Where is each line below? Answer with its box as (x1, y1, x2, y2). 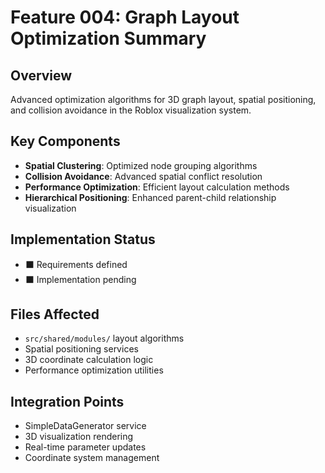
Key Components (10, 133, 121, 150)
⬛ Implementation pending (24, 273, 137, 285)
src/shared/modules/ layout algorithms (24, 332, 185, 345)
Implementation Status (10, 231, 156, 248)
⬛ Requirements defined (24, 258, 128, 270)
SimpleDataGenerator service (24, 420, 147, 432)
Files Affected (10, 306, 100, 323)
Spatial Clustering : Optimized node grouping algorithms (24, 159, 258, 171)
